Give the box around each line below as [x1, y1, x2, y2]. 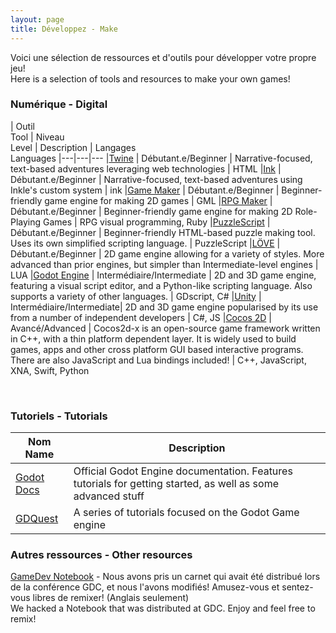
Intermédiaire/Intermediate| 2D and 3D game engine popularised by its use [10, 301, 319, 313]
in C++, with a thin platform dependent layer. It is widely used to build [10, 332, 297, 345]
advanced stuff [73, 489, 145, 503]
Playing [10, 216, 42, 228]
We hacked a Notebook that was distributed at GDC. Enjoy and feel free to [10, 602, 316, 615]
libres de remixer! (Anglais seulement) [32, 592, 190, 604]
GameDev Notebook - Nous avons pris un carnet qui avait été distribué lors [10, 571, 321, 583]
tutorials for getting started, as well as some [73, 477, 279, 491]
